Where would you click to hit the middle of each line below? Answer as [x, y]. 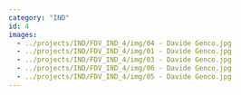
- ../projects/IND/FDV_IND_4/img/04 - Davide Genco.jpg [124, 43]
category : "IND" [39, 18]
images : [23, 34]
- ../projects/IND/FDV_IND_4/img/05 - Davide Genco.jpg [124, 77]
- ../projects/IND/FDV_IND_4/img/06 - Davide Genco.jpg [124, 69]
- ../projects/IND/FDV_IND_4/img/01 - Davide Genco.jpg [124, 52]
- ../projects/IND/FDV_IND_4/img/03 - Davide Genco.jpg [124, 60]
